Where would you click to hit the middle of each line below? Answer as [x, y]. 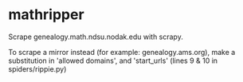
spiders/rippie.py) [37, 68]
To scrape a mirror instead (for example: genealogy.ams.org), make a [122, 52]
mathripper [47, 15]
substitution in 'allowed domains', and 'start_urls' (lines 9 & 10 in [113, 61]
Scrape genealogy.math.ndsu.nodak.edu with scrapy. [96, 37]
